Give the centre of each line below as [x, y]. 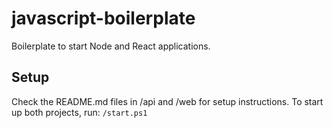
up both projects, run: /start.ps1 [79, 112]
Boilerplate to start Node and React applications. [111, 46]
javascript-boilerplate [103, 18]
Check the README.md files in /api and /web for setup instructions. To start [167, 101]
